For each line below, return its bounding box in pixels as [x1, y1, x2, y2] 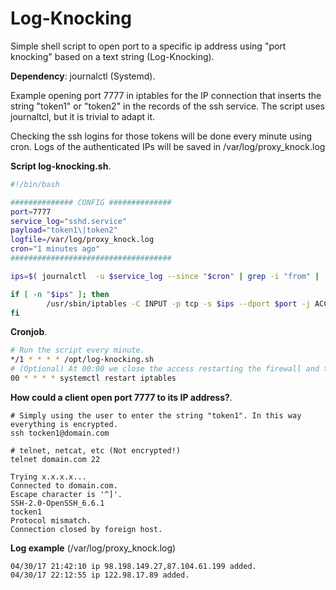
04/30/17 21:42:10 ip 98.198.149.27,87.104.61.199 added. [10, 561, 257, 571]
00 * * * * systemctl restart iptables [10, 373, 177, 384]
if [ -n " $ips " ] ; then [10, 289, 110, 299]
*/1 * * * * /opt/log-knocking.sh [10, 355, 155, 365]
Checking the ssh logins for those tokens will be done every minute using [10, 130, 313, 142]
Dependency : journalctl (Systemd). [10, 70, 156, 82]
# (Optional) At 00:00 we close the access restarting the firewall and [10, 364, 320, 374]
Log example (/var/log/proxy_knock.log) [10, 542, 177, 554]
